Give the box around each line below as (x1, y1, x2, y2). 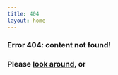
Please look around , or (7, 59, 86, 69)
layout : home (7, 17, 46, 24)
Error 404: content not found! (7, 40, 111, 50)
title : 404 (7, 10, 40, 18)
